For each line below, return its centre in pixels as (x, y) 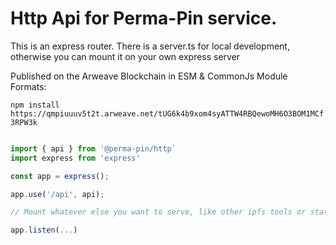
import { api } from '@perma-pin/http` (93, 148)
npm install (35, 105)
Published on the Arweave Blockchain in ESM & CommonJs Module (149, 76)
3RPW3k (24, 122)
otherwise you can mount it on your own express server (125, 56)
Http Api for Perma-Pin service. (144, 18)
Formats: (28, 86)
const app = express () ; (60, 176)
